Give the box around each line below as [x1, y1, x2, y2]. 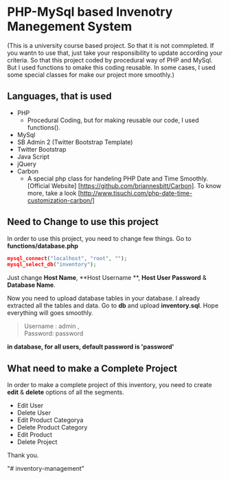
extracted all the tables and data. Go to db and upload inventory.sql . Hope [7, 301, 219, 309]
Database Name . [7, 281, 56, 289]
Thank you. [7, 451, 39, 460]
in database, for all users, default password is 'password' [7, 342, 174, 351]
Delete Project [16, 438, 58, 446]
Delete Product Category [16, 423, 88, 432]
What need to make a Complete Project [7, 362, 177, 374]
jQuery [16, 159, 36, 168]
